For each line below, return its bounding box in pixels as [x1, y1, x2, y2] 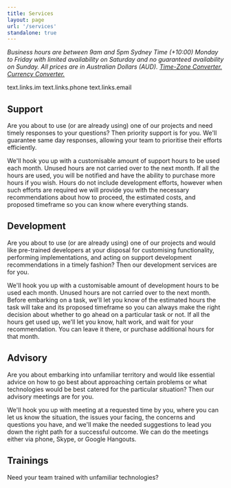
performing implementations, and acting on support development [7, 253, 192, 261]
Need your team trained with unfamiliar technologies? [7, 473, 159, 481]
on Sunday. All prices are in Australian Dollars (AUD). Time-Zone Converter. [7, 63, 222, 71]
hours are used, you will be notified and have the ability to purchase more [7, 171, 215, 179]
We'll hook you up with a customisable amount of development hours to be [7, 281, 219, 289]
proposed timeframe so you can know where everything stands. [7, 201, 189, 209]
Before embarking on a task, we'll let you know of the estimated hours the [7, 296, 217, 304]
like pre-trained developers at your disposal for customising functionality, [7, 245, 214, 254]
